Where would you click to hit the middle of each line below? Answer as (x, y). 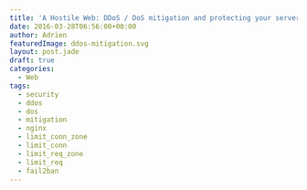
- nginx (32, 129)
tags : (20, 86)
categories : (32, 69)
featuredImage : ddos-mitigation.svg (79, 43)
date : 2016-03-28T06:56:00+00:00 (73, 26)
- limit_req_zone (51, 153)
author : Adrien (38, 35)
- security (38, 94)
